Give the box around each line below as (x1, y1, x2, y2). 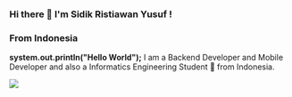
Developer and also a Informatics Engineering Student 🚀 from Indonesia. (9, 61, 275, 72)
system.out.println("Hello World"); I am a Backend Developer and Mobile (9, 53, 284, 63)
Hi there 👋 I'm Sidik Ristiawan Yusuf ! (9, 8, 172, 20)
